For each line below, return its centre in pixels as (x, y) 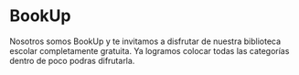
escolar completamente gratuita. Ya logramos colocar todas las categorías (149, 50)
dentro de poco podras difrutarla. (72, 60)
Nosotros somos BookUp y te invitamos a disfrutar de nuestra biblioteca (145, 41)
